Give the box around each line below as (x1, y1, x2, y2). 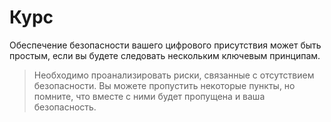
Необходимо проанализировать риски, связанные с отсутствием (33, 69, 315, 81)
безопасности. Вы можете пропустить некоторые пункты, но (33, 79, 296, 91)
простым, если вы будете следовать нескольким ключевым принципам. (9, 49, 321, 61)
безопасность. (33, 101, 97, 113)
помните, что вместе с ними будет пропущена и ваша (33, 90, 266, 102)
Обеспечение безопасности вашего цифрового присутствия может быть (9, 39, 322, 51)
